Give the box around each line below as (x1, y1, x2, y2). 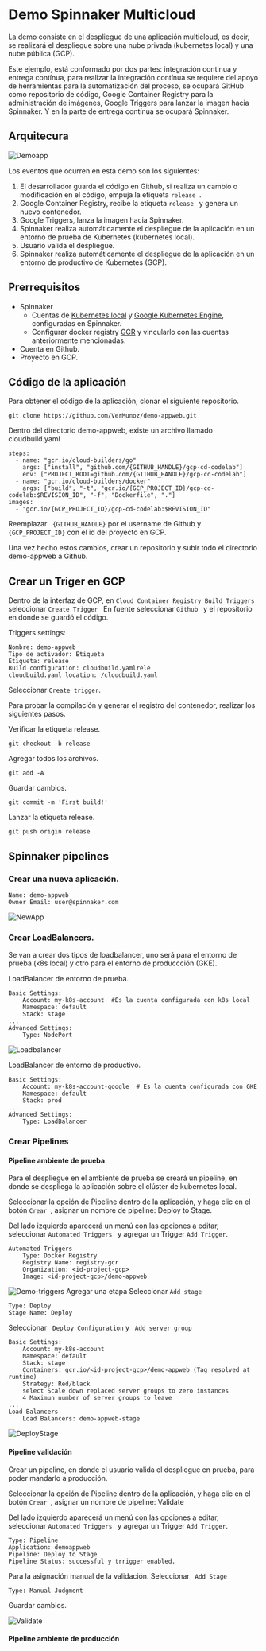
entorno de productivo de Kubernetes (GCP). (19, 257, 167, 267)
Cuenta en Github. (19, 344, 80, 353)
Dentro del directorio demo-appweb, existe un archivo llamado (8, 425, 213, 435)
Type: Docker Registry (22, 1252, 98, 1260)
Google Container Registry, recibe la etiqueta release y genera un (19, 198, 239, 208)
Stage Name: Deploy (8, 1309, 73, 1317)
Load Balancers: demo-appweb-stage (22, 1415, 141, 1423)
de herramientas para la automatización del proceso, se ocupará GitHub (8, 81, 245, 91)
